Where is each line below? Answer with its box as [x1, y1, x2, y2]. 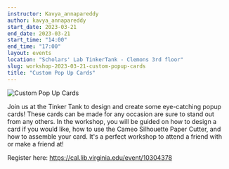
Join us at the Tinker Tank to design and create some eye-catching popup [7, 102, 222, 111]
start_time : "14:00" [7, 37, 68, 44]
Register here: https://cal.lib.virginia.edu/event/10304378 [7, 153, 173, 162]
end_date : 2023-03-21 [7, 30, 71, 37]
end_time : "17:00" [7, 43, 61, 50]
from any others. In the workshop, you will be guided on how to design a [7, 117, 217, 125]
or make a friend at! [7, 139, 65, 148]
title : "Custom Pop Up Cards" [7, 69, 96, 76]
